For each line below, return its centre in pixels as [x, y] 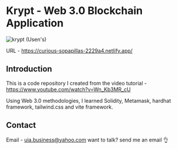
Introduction [29, 69]
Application [35, 23]
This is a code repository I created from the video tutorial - [77, 83]
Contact [21, 125]
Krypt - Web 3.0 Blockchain [74, 11]
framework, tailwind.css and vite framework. [60, 107]
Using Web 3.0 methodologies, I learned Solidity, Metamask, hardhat [88, 101]
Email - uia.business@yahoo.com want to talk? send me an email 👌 [87, 140]
